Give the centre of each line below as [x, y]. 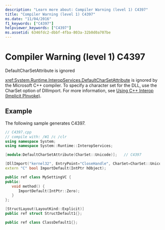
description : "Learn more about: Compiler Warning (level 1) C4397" [77, 10]
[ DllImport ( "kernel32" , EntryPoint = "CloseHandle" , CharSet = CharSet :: [78, 164]
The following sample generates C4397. [45, 123]
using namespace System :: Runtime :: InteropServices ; [59, 146]
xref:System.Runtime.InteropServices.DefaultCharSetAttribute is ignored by [82, 80]
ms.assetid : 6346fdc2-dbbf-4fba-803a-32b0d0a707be [58, 33]
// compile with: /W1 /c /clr [36, 137]
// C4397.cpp [18, 132]
